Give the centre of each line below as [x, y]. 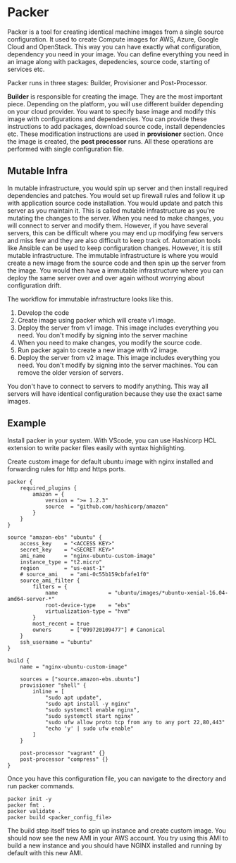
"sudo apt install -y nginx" [88, 704]
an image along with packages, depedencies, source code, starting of [108, 61]
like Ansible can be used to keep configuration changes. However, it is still [115, 248]
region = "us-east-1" [63, 568]
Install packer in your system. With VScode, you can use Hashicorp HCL [112, 440]
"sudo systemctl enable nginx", [92, 710]
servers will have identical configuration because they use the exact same [115, 393]
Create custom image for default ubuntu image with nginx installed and [110, 461]
